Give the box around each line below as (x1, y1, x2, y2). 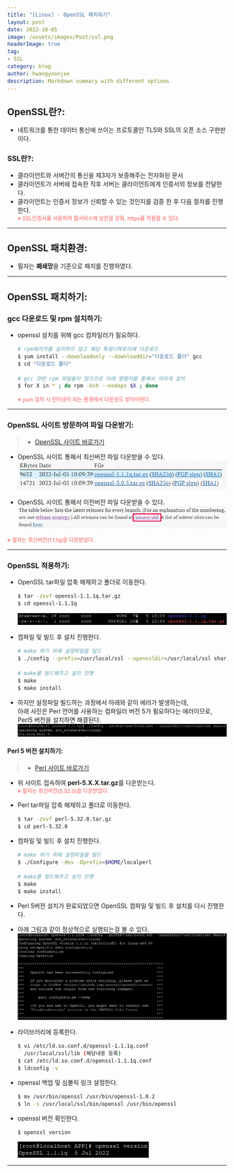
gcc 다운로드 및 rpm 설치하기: (7, 313, 103, 323)
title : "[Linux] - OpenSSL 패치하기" (7, 11, 111, 18)
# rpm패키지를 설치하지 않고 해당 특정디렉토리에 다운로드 (17, 346, 159, 353)
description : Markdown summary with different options (7, 78, 170, 84)
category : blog (7, 63, 52, 70)
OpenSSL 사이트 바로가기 (34, 437, 105, 446)
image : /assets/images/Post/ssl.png (7, 34, 114, 40)
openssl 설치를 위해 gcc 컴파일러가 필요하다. (17, 331, 140, 339)
